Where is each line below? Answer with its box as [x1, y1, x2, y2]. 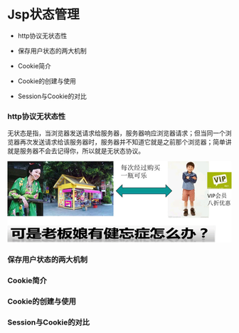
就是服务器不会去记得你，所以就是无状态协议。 [7, 147, 144, 155]
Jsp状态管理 [7, 6, 80, 23]
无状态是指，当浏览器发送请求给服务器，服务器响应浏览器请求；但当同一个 [7, 129, 225, 137]
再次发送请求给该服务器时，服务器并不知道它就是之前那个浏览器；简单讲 [19, 138, 232, 147]
